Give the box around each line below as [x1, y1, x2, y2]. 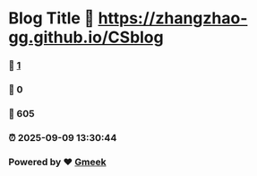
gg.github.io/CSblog [8, 27, 164, 48]
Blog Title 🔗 [8, 8, 95, 29]
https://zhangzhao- [98, 8, 248, 29]
